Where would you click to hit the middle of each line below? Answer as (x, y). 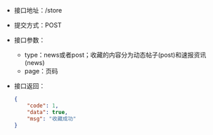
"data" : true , (47, 112)
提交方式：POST (38, 25)
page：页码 (41, 71)
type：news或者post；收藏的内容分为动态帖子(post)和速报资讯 (115, 55)
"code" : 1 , (43, 106)
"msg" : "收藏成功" (52, 119)
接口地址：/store (38, 10)
